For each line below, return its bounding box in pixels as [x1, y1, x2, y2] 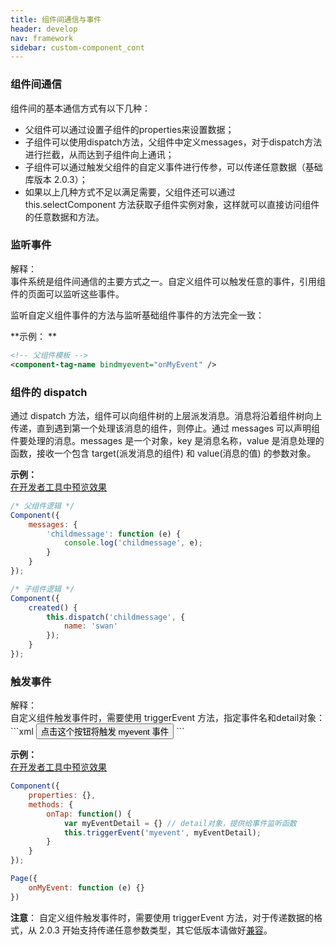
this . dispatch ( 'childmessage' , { [46, 612, 186, 622]
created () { [28, 602, 78, 613]
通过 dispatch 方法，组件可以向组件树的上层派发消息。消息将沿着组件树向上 [10, 409, 323, 421]
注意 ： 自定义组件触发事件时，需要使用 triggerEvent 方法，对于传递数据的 [10, 911, 315, 923]
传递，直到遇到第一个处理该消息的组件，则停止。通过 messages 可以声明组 [10, 422, 321, 434]
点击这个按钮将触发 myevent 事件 [40, 727, 170, 738]
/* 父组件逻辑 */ [10, 501, 75, 511]
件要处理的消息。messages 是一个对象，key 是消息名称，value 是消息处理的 [10, 434, 325, 446]
